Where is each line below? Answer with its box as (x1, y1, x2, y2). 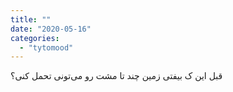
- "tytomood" (19, 42, 74, 53)
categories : (10, 33, 60, 43)
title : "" (10, 14, 52, 25)
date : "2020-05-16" (10, 24, 92, 34)
